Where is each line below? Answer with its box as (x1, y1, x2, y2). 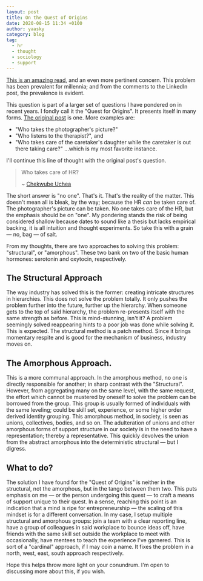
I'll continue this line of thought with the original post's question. (6, 156, 167, 164)
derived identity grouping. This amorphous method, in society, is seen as (6, 413, 188, 420)
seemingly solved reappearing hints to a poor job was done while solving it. (6, 321, 195, 328)
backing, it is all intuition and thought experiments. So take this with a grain (6, 224, 193, 231)
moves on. (6, 340, 33, 348)
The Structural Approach (6, 272, 102, 283)
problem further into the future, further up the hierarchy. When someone (6, 301, 187, 309)
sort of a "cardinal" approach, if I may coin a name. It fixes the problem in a (6, 543, 194, 550)
